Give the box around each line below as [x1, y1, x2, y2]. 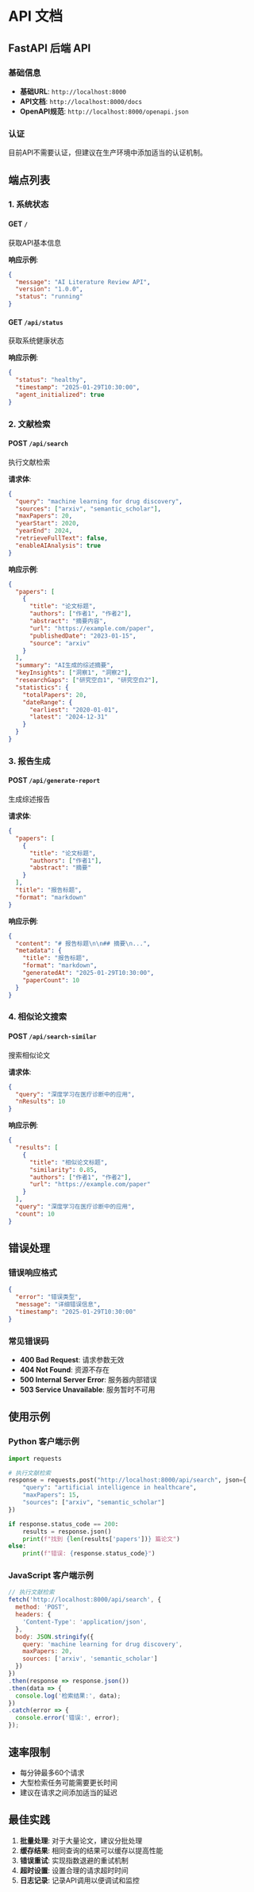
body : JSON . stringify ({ [15, 1632, 94, 1640]
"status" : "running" [15, 293, 83, 301]
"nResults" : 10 [15, 1097, 66, 1106]
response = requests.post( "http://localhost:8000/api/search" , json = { [8, 1476, 247, 1485]
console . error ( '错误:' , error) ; [15, 1714, 121, 1722]
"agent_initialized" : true [15, 391, 105, 399]
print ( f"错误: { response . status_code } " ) [22, 1550, 156, 1558]
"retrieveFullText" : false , [15, 534, 109, 542]
